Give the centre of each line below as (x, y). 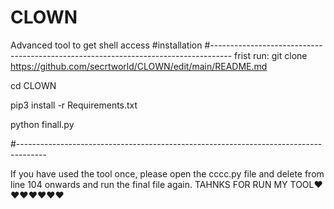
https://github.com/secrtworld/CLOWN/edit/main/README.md (139, 66)
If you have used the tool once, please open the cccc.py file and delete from (167, 173)
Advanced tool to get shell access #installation (106, 45)
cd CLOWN (33, 85)
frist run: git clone (271, 55)
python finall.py (42, 124)
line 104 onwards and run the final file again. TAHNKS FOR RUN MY (149, 184)
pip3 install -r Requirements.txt (74, 105)
